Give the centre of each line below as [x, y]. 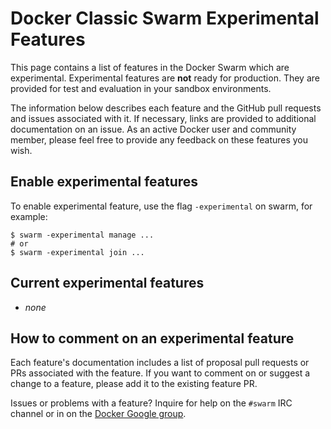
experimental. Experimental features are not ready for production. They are [165, 78]
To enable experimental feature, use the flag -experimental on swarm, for [161, 206]
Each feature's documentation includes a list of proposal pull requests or [160, 363]
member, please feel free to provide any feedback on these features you [159, 139]
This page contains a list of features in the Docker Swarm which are [150, 67]
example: [29, 216]
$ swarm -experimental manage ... [82, 235]
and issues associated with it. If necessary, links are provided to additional [163, 118]
